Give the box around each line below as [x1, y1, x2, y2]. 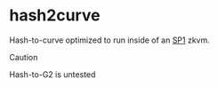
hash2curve [9, 5, 101, 26]
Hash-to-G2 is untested [9, 68, 96, 80]
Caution [9, 51, 38, 62]
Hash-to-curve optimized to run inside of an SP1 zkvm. [9, 35, 211, 45]
